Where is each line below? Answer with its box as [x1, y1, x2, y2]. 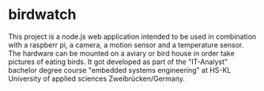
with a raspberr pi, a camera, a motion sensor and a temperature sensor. [8, 40, 244, 49]
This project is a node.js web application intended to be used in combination [8, 32, 257, 41]
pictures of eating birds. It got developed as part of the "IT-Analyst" [8, 57, 228, 66]
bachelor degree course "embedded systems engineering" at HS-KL [8, 65, 232, 74]
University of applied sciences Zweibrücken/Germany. [8, 74, 186, 83]
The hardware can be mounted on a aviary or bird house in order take [8, 48, 235, 58]
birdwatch [8, 6, 77, 24]
